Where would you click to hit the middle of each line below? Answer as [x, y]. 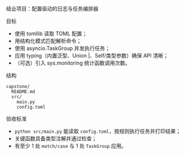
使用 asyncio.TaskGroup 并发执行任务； [62, 48]
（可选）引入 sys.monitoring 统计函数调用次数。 [72, 63]
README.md [23, 92]
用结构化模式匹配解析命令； [48, 41]
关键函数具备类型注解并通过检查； [56, 139]
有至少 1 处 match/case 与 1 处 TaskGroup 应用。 [71, 146]
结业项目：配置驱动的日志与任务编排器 [52, 9]
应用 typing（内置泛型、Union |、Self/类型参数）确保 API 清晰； [91, 55]
